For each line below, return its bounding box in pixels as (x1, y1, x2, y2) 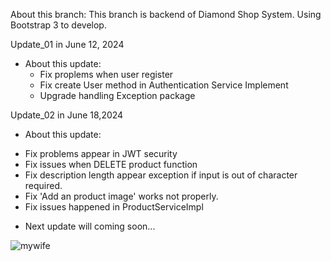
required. (24, 180, 63, 191)
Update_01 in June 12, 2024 (10, 39, 125, 50)
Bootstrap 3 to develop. (10, 19, 107, 31)
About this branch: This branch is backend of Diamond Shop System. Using (10, 9, 322, 20)
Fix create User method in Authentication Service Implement (39, 79, 289, 91)
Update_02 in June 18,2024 (10, 109, 124, 121)
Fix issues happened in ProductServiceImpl (24, 201, 204, 213)
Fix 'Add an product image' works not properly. (24, 190, 219, 202)
